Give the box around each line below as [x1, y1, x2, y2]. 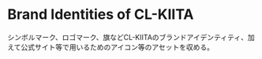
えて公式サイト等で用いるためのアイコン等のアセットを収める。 [7, 42, 215, 52]
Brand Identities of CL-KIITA [7, 6, 194, 24]
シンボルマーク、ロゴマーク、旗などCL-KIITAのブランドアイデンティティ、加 [7, 32, 255, 42]
